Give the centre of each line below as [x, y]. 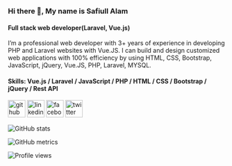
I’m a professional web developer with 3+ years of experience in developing [116, 43]
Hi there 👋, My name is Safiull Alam [68, 11]
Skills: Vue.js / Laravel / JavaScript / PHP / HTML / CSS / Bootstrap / [107, 81]
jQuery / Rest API [33, 88]
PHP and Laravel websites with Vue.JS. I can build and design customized [114, 51]
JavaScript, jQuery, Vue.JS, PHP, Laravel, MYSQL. [80, 65]
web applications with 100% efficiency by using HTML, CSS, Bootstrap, [110, 58]
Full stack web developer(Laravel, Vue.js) [69, 28]
